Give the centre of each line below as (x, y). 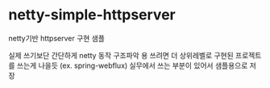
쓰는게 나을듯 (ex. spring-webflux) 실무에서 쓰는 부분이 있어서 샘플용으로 (132, 65)
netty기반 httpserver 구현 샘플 (56, 38)
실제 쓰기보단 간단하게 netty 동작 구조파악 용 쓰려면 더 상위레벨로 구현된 (121, 55)
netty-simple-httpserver (92, 15)
